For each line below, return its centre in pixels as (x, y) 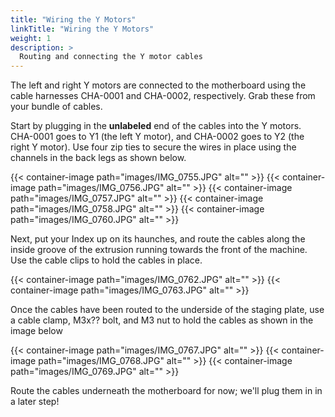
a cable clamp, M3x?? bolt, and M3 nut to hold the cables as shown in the (162, 320)
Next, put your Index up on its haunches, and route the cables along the (158, 239)
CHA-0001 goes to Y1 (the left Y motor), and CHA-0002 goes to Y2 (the (157, 137)
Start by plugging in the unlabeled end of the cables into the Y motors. (156, 126)
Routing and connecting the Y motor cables (111, 57)
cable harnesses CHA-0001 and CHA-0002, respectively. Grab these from (163, 96)
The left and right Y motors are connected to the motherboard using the (158, 85)
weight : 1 (31, 38)
